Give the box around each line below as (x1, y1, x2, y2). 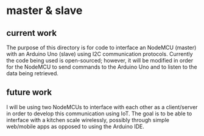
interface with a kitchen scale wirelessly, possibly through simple (6, 116, 169, 123)
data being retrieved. (6, 70, 59, 76)
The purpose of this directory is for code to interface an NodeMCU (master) (6, 44, 197, 51)
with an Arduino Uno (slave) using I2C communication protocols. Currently (6, 50, 193, 58)
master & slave (6, 4, 83, 18)
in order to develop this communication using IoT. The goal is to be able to (6, 110, 192, 117)
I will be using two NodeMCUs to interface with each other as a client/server (6, 103, 198, 110)
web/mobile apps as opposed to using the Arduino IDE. (6, 123, 145, 130)
